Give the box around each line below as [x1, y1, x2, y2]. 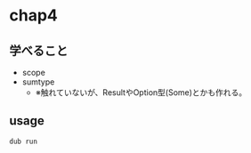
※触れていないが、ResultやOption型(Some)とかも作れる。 [35, 87, 247, 98]
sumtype [21, 76, 55, 87]
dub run [9, 137, 38, 146]
